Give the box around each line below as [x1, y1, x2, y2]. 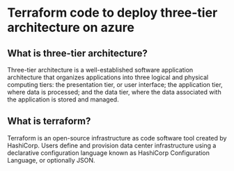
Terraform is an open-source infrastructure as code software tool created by [7, 133, 227, 142]
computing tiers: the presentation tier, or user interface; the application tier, [7, 81, 223, 88]
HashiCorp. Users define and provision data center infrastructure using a [7, 141, 217, 149]
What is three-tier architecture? [7, 47, 148, 59]
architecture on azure [7, 19, 134, 35]
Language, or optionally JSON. [7, 156, 95, 164]
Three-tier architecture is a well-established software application [7, 66, 194, 74]
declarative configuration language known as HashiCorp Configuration [7, 148, 210, 157]
